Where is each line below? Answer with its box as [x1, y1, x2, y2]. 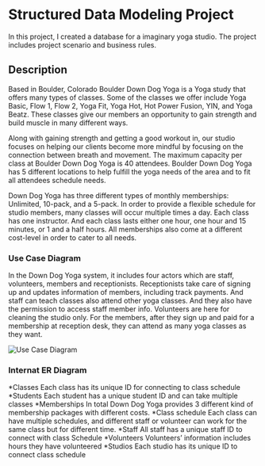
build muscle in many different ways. [8, 117, 129, 128]
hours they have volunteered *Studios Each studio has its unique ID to [8, 441, 238, 451]
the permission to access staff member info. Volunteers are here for [8, 304, 230, 314]
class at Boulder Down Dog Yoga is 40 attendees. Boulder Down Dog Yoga [8, 159, 252, 168]
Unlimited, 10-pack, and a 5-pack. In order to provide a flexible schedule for [8, 199, 256, 208]
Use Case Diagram [8, 252, 82, 263]
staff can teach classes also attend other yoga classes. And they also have [8, 296, 252, 306]
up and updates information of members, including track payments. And [8, 288, 244, 297]
